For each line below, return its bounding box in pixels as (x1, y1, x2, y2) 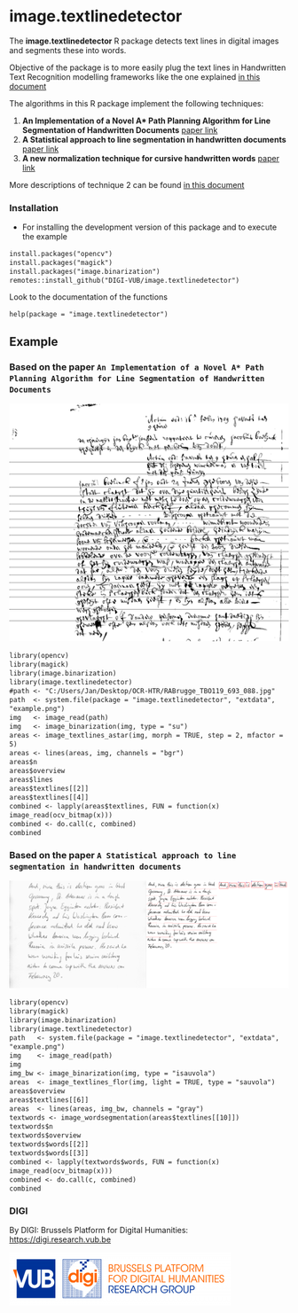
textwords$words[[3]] (9, 1148, 90, 1158)
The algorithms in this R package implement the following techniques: (9, 98, 264, 108)
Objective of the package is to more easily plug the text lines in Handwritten (9, 62, 286, 73)
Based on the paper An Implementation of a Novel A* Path (9, 361, 264, 373)
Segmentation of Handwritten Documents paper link (21, 124, 218, 135)
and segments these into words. (9, 44, 127, 55)
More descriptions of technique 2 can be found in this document (9, 179, 245, 190)
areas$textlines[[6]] (9, 1095, 90, 1105)
